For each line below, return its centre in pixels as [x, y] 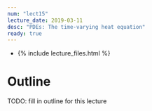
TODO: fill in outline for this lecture [57, 101]
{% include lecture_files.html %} [64, 53]
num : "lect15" [28, 14]
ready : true [25, 33]
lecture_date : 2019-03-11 [45, 20]
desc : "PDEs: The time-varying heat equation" [76, 27]
